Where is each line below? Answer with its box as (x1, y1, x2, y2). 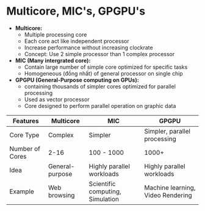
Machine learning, (144, 183, 196, 191)
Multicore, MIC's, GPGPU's (6, 4, 146, 18)
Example (9, 187, 35, 196)
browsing (48, 191, 75, 199)
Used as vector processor (24, 96, 90, 103)
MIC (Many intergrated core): (15, 57, 91, 64)
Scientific (88, 179, 116, 188)
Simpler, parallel (144, 127, 191, 135)
